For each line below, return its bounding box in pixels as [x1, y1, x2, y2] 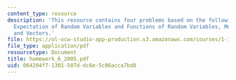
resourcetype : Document [7, 49, 77, 56]
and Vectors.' [13, 29, 55, 37]
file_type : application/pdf [7, 42, 90, 49]
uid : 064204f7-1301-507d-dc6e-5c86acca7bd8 [7, 62, 137, 69]
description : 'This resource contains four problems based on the [7, 17, 206, 24]
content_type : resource [7, 10, 77, 17]
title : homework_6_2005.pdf [7, 56, 90, 63]
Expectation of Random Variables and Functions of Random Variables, [13, 23, 221, 30]
